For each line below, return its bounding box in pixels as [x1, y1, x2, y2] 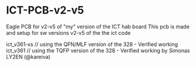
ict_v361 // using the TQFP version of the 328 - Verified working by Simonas [6, 47, 190, 54]
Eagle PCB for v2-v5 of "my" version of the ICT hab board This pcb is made [6, 23, 190, 30]
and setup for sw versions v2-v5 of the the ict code [6, 29, 131, 36]
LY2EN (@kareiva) [6, 53, 51, 60]
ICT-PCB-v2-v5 [6, 4, 84, 17]
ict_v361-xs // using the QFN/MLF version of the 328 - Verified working [6, 41, 178, 48]
